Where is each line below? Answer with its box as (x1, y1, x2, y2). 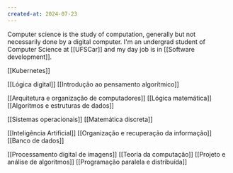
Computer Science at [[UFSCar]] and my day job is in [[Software (7, 45, 195, 53)
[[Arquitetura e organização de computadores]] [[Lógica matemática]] (7, 94, 212, 102)
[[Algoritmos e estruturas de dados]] (7, 101, 115, 110)
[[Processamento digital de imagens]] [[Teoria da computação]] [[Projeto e (7, 150, 226, 158)
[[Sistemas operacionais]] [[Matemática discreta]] (7, 115, 153, 123)
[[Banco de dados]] (7, 136, 64, 145)
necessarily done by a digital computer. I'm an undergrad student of (7, 37, 205, 46)
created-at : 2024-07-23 (7, 10, 78, 18)
